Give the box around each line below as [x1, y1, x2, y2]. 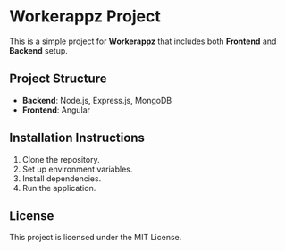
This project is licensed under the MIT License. [9, 232, 182, 243]
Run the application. [21, 182, 96, 193]
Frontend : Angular [21, 105, 91, 115]
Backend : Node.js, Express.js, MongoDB [21, 95, 172, 105]
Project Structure [9, 71, 107, 87]
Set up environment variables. [21, 163, 133, 174]
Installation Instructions [9, 130, 146, 146]
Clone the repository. [21, 154, 100, 164]
